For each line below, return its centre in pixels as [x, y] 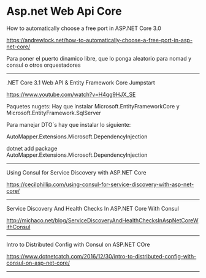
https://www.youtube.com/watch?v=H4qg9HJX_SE [71, 94]
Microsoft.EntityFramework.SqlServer [54, 113]
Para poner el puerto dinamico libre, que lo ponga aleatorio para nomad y [99, 58]
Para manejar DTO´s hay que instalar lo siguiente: [69, 124]
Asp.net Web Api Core [64, 11]
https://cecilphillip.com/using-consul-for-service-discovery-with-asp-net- [100, 184]
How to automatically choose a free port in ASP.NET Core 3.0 [84, 28]
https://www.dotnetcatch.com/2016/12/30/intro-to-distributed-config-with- [101, 256]
